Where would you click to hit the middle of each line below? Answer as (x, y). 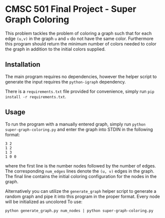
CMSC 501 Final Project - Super (71, 9)
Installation (23, 65)
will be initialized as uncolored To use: (44, 202)
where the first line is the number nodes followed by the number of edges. (81, 166)
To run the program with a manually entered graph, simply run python (75, 124)
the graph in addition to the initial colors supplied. (56, 49)
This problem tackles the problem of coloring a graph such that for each (79, 33)
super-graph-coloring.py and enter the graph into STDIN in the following (79, 129)
